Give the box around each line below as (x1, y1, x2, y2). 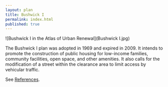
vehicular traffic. (5, 67, 40, 73)
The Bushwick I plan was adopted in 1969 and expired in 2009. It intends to (5, 45, 163, 51)
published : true (5, 21, 40, 27)
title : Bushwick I (5, 12, 44, 17)
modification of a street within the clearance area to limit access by (5, 61, 146, 67)
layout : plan (5, 7, 33, 13)
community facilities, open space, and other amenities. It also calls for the (5, 56, 160, 62)
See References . (5, 76, 40, 82)
